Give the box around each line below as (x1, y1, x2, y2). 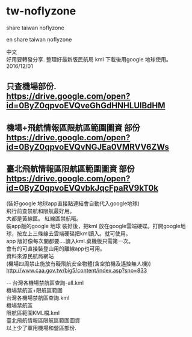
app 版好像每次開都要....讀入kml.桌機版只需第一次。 (6, 237, 134, 244)
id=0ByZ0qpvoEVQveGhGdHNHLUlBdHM (6, 100, 166, 111)
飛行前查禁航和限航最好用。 (6, 207, 75, 214)
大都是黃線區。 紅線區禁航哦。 (6, 215, 82, 222)
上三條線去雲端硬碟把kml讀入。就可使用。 (26, 230, 131, 237)
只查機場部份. (6, 81, 57, 91)
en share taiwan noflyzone (6, 36, 72, 43)
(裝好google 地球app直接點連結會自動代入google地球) (6, 200, 140, 207)
